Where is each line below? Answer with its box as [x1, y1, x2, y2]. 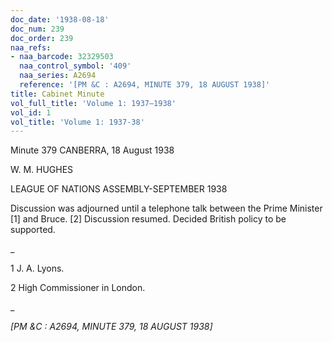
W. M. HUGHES [10, 164, 74, 176]
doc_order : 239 [10, 33, 74, 43]
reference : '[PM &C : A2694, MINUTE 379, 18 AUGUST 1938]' [19, 80, 271, 90]
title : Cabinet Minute [10, 89, 105, 99]
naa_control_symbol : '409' [19, 61, 132, 71]
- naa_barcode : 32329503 [10, 52, 114, 62]
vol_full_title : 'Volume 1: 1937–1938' [10, 98, 177, 108]
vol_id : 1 [10, 107, 52, 118]
